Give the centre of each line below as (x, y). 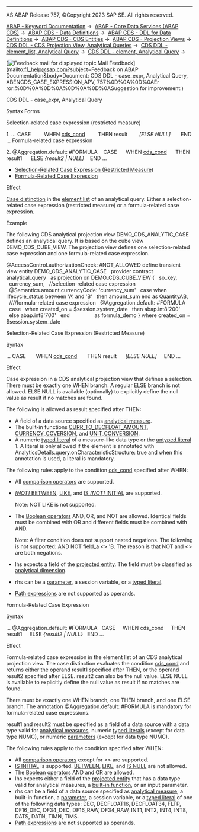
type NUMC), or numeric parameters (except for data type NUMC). (88, 737)
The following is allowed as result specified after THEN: (74, 409)
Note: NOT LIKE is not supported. (55, 505)
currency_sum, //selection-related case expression (72, 284)
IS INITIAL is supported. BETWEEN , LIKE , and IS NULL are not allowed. (101, 766)
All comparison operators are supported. (64, 481)
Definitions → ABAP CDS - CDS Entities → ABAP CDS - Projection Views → (99, 39)
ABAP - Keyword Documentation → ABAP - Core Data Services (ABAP (92, 26)
